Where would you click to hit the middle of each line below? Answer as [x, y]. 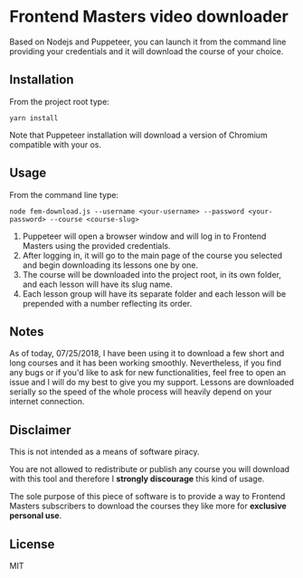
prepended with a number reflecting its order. [107, 303]
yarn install [34, 118]
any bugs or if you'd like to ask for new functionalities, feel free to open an [148, 373]
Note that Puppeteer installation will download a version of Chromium [139, 135]
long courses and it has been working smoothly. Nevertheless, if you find [146, 363]
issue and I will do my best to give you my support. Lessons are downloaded [152, 383]
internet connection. [47, 402]
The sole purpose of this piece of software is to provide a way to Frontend [147, 497]
